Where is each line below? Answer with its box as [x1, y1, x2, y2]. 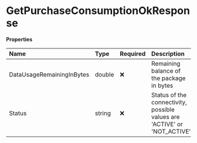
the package [151, 74, 186, 82]
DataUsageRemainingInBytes [9, 70, 90, 78]
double [94, 70, 114, 78]
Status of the [151, 90, 187, 99]
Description [151, 50, 185, 58]
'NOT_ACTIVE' [151, 127, 191, 135]
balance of [151, 67, 181, 75]
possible [151, 105, 175, 113]
